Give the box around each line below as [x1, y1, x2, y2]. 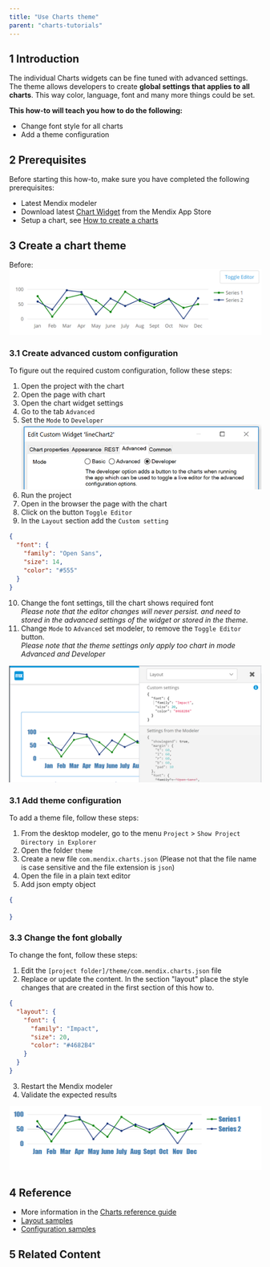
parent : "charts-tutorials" [9, 21, 103, 30]
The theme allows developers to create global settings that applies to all [9, 82, 251, 91]
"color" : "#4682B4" [30, 1042, 95, 1050]
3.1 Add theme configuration [9, 794, 122, 805]
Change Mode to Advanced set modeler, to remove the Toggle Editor [20, 623, 242, 633]
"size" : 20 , [30, 1033, 71, 1041]
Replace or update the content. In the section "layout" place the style [20, 974, 249, 984]
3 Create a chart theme [9, 239, 127, 252]
